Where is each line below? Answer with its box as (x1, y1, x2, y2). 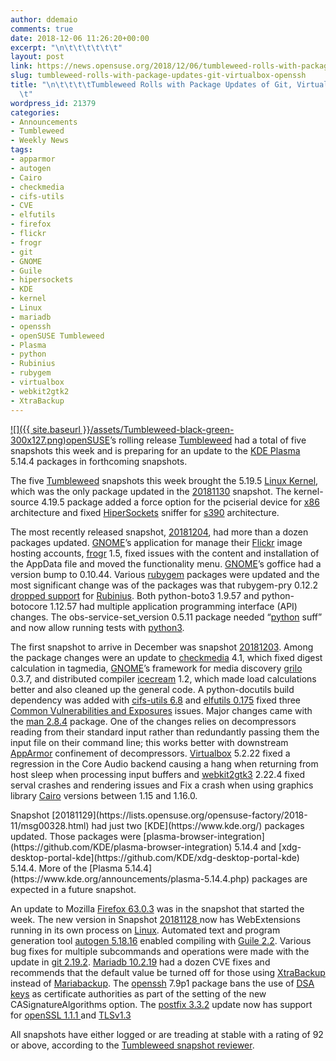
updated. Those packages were (10, 830, 142, 842)
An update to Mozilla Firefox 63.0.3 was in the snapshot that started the (10, 902, 305, 915)
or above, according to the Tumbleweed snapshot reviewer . (10, 1039, 255, 1051)
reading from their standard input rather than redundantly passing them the (10, 726, 320, 738)
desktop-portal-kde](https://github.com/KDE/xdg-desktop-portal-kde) (10, 851, 300, 863)
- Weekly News (10, 136, 70, 146)
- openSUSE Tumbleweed (10, 331, 105, 341)
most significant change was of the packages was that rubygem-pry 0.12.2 (10, 579, 319, 591)
